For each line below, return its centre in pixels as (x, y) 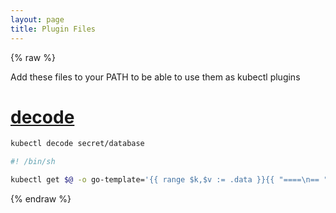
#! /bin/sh (33, 162)
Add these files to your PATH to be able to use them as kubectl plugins (155, 77)
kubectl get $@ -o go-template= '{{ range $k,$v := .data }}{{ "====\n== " (169, 180)
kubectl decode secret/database (77, 144)
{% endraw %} (41, 199)
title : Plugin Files (53, 29)
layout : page (37, 19)
